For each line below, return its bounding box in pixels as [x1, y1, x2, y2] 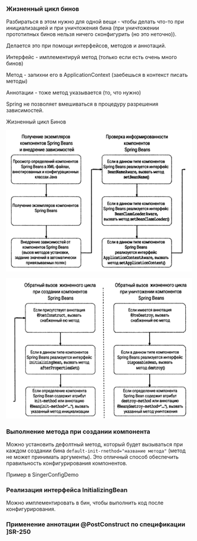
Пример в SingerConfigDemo [6, 471, 79, 478]
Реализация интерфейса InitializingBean [6, 485, 128, 494]
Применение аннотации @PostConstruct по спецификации [6, 520, 186, 529]
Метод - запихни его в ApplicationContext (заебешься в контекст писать [6, 72, 188, 79]
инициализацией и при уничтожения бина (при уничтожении [6, 24, 159, 31]
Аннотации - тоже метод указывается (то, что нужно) [6, 89, 142, 96]
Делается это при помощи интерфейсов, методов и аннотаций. [6, 42, 166, 49]
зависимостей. [6, 107, 44, 114]
